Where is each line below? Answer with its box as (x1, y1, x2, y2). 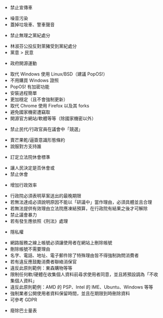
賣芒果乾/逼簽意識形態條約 (10, 137, 65, 143)
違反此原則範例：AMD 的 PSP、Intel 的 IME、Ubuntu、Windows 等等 (10, 284, 153, 290)
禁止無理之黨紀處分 (10, 32, 51, 38)
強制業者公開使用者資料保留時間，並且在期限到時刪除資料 (10, 291, 130, 296)
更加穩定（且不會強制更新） (10, 96, 68, 102)
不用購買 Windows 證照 (10, 78, 59, 83)
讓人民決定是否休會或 (10, 165, 55, 171)
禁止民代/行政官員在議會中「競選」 (10, 126, 83, 132)
